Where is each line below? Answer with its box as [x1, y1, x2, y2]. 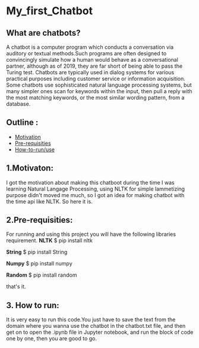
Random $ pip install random [6, 271, 77, 279]
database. [6, 100, 31, 107]
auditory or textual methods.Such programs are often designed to [6, 50, 167, 57]
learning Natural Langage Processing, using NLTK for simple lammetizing [6, 185, 185, 192]
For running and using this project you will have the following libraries [6, 230, 176, 238]
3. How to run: [6, 300, 59, 310]
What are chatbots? [6, 28, 81, 38]
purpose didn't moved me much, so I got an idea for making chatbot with [6, 191, 185, 198]
